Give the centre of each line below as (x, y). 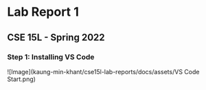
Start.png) (22, 79)
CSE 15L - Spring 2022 (56, 37)
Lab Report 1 (43, 12)
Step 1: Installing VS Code (51, 57)
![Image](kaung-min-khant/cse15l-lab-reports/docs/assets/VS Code (103, 71)
